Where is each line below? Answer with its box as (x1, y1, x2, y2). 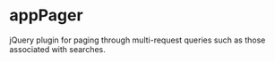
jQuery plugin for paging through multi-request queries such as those (9, 35, 266, 45)
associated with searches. (9, 43, 106, 54)
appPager (9, 5, 83, 26)
